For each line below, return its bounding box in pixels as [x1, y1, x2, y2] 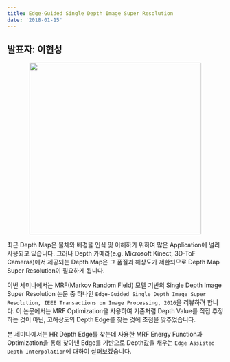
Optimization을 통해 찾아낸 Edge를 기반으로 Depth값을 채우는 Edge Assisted [7, 339, 215, 347]
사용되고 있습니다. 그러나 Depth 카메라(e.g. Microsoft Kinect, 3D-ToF [7, 249, 196, 258]
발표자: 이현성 [7, 43, 62, 55]
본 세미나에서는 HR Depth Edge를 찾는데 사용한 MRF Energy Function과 [7, 330, 203, 339]
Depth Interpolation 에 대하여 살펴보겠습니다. [7, 348, 132, 356]
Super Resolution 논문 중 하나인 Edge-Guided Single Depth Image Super [7, 290, 207, 298]
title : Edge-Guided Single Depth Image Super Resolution [7, 10, 174, 17]
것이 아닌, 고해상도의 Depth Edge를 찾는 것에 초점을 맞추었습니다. [19, 315, 196, 324]
